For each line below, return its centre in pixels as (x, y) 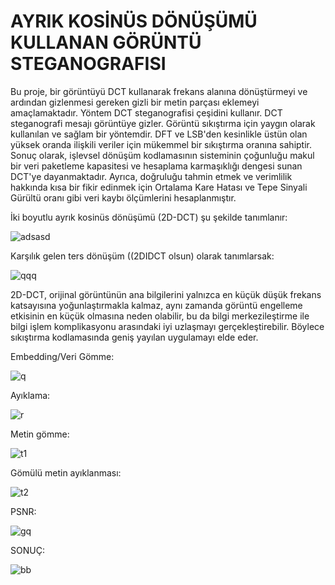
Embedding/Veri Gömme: (62, 356)
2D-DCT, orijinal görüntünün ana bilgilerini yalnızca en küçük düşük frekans (166, 294)
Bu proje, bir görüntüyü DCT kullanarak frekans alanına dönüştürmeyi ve (159, 91)
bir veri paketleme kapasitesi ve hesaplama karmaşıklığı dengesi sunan (156, 166)
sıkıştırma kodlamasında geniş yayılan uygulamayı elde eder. (134, 337)
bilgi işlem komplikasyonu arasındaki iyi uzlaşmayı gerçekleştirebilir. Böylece (167, 326)
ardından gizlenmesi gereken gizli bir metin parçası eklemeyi (135, 102)
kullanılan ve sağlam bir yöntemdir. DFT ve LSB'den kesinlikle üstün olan (159, 134)
